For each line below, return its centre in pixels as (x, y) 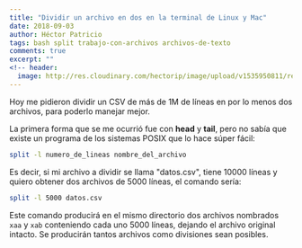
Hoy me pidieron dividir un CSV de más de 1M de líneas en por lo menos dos (151, 102)
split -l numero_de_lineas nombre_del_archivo (98, 155)
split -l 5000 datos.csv (56, 198)
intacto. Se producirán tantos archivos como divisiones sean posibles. (139, 234)
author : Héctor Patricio (56, 34)
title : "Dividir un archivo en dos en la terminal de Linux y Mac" (138, 18)
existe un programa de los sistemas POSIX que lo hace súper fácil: (133, 138)
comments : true (38, 51)
